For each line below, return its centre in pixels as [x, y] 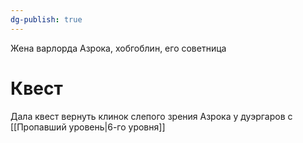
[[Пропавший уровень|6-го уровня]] [88, 127]
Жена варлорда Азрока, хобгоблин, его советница [118, 48]
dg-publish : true [46, 19]
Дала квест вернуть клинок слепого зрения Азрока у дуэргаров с [151, 116]
